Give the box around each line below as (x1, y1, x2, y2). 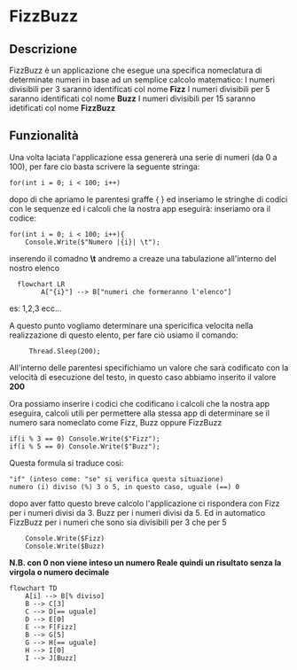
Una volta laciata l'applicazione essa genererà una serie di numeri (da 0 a (9, 152, 277, 162)
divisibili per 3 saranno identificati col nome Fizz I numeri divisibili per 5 (9, 84, 270, 94)
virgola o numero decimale (9, 566, 110, 577)
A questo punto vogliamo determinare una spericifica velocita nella (9, 320, 254, 331)
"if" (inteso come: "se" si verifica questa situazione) (9, 474, 224, 484)
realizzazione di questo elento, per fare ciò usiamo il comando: (9, 330, 238, 340)
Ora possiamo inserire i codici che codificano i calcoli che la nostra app (9, 398, 270, 409)
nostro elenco (9, 262, 60, 273)
